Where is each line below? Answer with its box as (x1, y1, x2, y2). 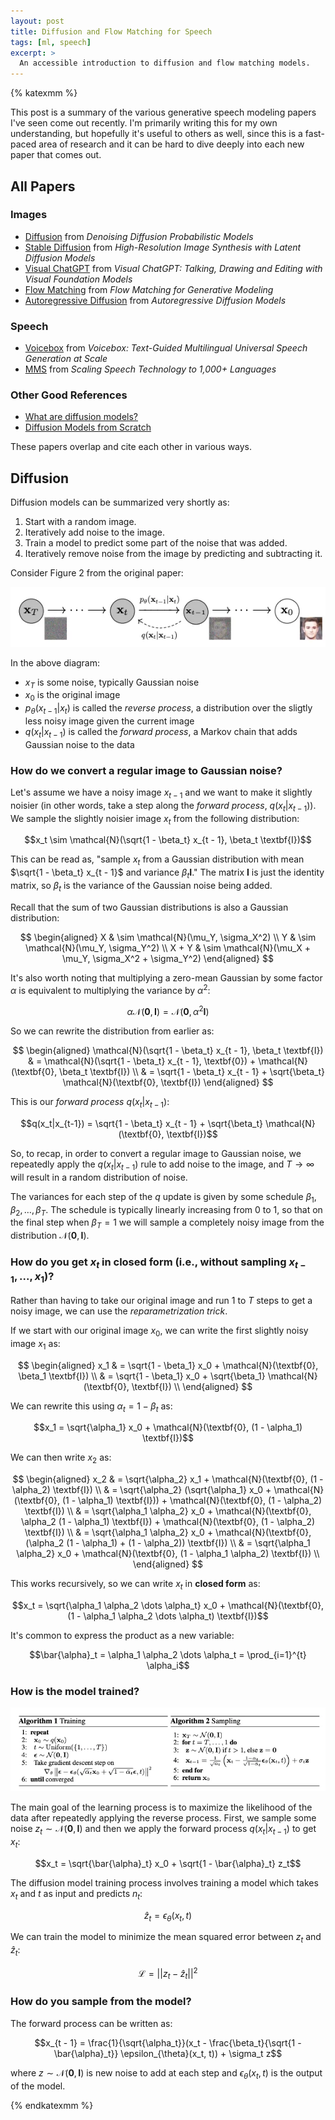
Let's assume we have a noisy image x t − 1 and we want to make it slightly (10, 786, 313, 800)
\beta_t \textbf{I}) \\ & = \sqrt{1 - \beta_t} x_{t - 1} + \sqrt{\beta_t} (59, 1066, 326, 1078)
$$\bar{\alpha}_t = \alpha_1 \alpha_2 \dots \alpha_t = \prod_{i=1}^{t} (29, 1648, 307, 1660)
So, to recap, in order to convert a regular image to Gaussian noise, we (10, 1147, 302, 1159)
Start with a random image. (24, 516, 137, 528)
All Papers (10, 178, 76, 195)
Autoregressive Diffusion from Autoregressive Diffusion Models (24, 294, 287, 306)
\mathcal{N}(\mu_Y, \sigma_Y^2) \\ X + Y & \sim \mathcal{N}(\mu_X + (25, 941, 311, 954)
